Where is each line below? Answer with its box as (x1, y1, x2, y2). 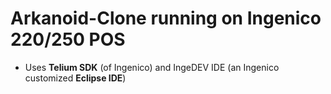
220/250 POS (10, 28, 126, 51)
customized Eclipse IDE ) (24, 72, 127, 84)
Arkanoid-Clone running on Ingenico (10, 7, 322, 30)
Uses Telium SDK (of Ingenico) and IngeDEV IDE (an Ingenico (24, 61, 280, 73)
